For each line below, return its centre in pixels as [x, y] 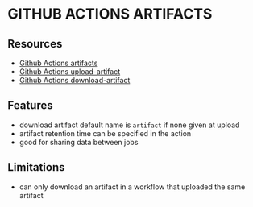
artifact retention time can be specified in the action [105, 133]
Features [30, 106]
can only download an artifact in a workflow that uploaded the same [132, 187]
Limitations [36, 167]
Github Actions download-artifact [75, 80]
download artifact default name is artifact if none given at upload [129, 125]
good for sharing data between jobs [79, 142]
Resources [35, 44]
